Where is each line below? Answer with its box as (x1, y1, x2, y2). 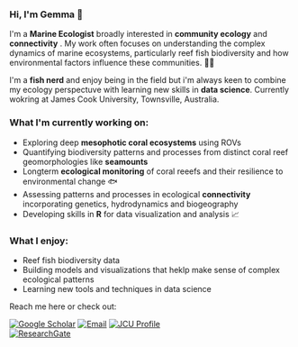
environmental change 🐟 (22, 176, 118, 187)
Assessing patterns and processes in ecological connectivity (22, 188, 251, 199)
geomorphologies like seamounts (22, 156, 149, 167)
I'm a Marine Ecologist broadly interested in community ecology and (9, 29, 268, 40)
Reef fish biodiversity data (22, 254, 120, 265)
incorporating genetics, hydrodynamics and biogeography (22, 198, 239, 209)
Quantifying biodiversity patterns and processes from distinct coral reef (22, 146, 289, 157)
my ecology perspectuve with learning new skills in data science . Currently (9, 85, 290, 96)
